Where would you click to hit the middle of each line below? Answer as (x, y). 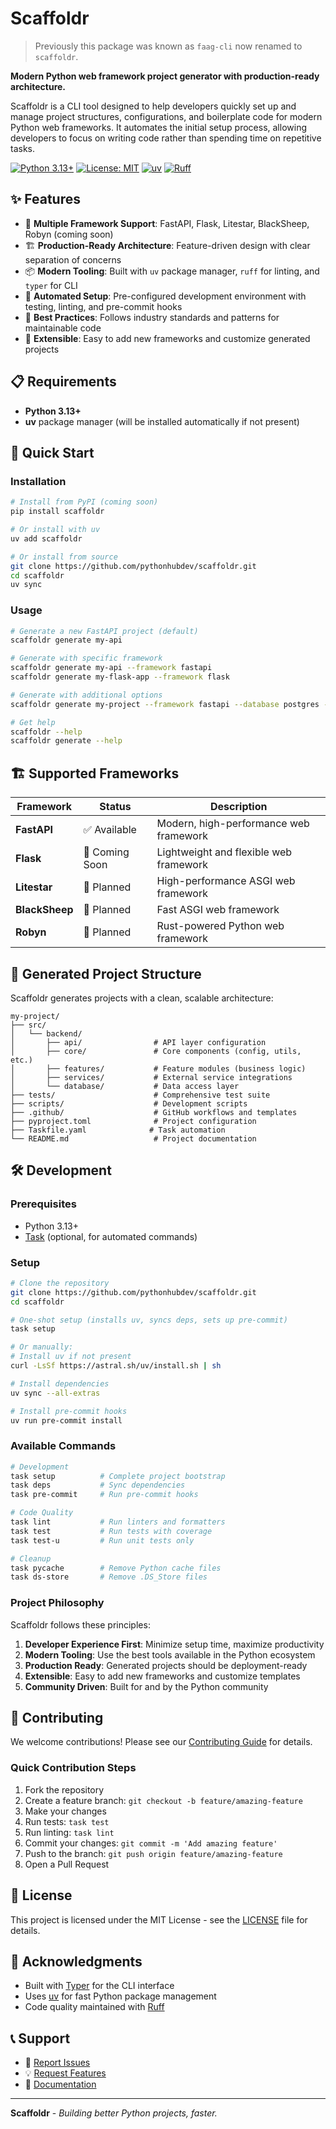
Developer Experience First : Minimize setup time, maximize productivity (174, 1644)
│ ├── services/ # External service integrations (151, 1077)
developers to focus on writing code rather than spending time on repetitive (166, 138)
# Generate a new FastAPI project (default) (104, 631)
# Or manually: (42, 1347)
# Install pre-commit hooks (69, 1411)
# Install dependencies (60, 1383)
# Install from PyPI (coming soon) (84, 502)
